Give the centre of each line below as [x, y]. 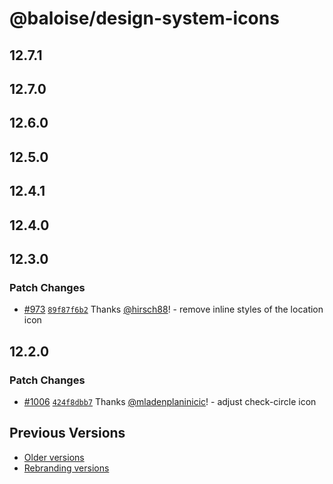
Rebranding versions [66, 468]
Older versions [54, 457]
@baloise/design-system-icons [144, 18]
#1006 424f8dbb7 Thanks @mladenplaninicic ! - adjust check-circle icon [170, 401]
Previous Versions [67, 433]
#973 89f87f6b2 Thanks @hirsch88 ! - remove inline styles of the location [173, 309]
